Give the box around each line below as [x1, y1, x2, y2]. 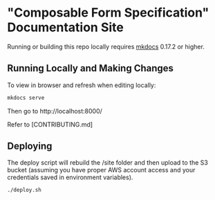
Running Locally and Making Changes [7, 62, 174, 74]
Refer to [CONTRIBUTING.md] [7, 120, 93, 129]
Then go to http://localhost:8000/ [7, 107, 102, 115]
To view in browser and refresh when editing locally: [7, 81, 156, 89]
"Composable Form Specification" [7, 5, 209, 21]
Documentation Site [7, 19, 124, 35]
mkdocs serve [7, 94, 45, 101]
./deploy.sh [7, 187, 41, 194]
